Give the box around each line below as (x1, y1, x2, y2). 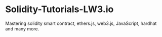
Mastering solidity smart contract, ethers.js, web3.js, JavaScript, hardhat (5, 20, 157, 26)
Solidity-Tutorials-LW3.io (5, 4, 114, 15)
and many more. (5, 25, 39, 31)
